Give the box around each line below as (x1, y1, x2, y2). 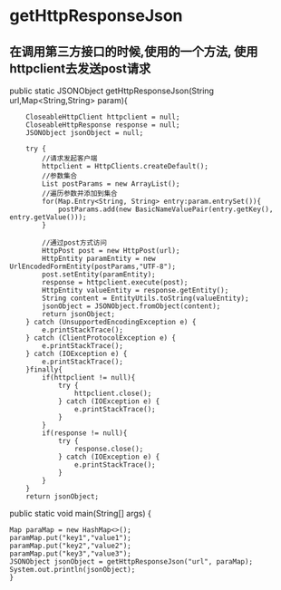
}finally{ (25, 365, 63, 374)
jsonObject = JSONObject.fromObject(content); (42, 302, 221, 311)
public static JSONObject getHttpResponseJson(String (9, 85, 215, 96)
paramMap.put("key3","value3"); (9, 549, 131, 558)
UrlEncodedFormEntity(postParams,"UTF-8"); (9, 262, 177, 271)
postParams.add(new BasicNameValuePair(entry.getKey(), (57, 205, 274, 214)
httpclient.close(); (73, 389, 152, 398)
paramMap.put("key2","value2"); (9, 541, 131, 550)
